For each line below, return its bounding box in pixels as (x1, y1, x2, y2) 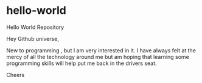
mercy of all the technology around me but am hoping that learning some (6, 53, 190, 60)
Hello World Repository (6, 23, 64, 31)
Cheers (6, 71, 25, 78)
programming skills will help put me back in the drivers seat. (6, 60, 157, 67)
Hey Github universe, (6, 35, 60, 42)
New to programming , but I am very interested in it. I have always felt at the (6, 46, 197, 54)
